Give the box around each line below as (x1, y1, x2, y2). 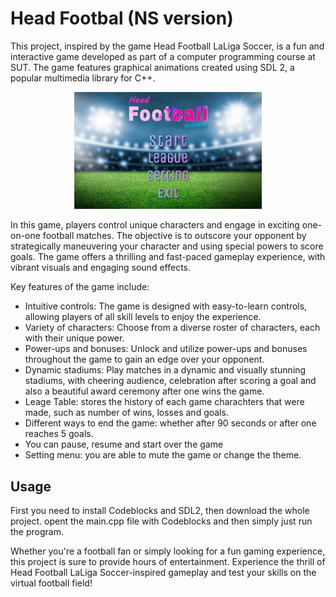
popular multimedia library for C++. (10, 72, 156, 84)
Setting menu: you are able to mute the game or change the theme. (24, 449, 302, 461)
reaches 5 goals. (24, 428, 94, 440)
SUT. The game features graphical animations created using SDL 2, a (10, 61, 295, 73)
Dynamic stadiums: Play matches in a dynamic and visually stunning (24, 364, 307, 376)
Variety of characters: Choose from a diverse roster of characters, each (24, 322, 321, 334)
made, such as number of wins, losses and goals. (24, 407, 229, 419)
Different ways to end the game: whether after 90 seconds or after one (24, 417, 317, 429)
